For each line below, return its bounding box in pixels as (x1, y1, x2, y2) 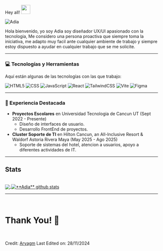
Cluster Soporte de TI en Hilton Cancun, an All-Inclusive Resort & (12, 131, 143, 137)
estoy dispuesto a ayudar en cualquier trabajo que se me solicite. (5, 44, 135, 50)
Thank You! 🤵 (5, 215, 60, 226)
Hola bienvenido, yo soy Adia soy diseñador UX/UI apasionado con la (5, 28, 144, 34)
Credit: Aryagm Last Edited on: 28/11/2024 (5, 240, 90, 246)
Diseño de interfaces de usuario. (19, 121, 85, 127)
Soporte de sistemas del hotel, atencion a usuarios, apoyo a (19, 141, 139, 148)
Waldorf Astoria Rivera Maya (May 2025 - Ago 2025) (12, 136, 118, 142)
